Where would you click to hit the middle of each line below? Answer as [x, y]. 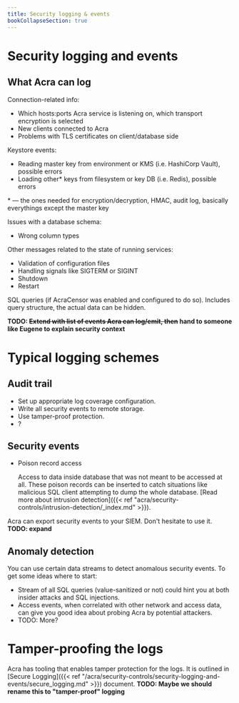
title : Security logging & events [59, 14]
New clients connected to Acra [63, 128]
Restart [28, 285]
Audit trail [30, 384]
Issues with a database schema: [55, 221]
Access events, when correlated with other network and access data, [120, 605]
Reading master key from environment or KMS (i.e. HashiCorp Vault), [119, 163]
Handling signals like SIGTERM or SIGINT [78, 270]
